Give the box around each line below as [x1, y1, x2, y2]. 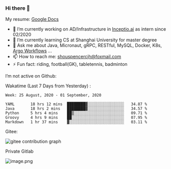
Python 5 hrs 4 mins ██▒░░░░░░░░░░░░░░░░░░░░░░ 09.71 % [5, 111, 147, 116]
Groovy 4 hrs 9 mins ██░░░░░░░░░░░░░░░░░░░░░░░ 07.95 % [5, 115, 147, 120]
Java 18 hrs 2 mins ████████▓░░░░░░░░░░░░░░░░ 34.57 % [5, 106, 147, 111]
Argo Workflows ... [12, 48, 52, 54]
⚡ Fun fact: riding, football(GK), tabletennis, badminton [12, 61, 128, 67]
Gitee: [5, 129, 18, 135]
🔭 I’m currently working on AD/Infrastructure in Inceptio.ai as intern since [12, 26, 166, 32]
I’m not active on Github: [5, 73, 57, 79]
